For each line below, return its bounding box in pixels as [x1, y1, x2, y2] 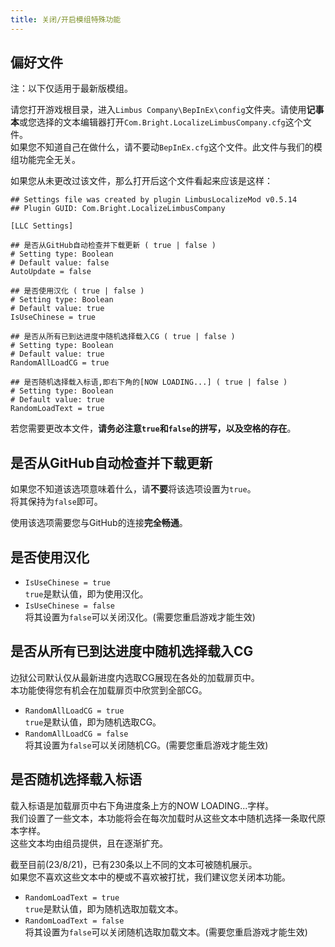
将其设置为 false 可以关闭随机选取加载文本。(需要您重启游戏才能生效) [24, 926, 308, 938]
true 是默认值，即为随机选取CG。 [24, 716, 162, 728]
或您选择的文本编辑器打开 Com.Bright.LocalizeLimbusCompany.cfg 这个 [19, 116, 303, 128]
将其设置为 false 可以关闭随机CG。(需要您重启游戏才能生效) [24, 739, 269, 751]
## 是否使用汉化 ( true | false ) [10, 286, 145, 296]
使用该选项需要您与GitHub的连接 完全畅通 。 [10, 517, 188, 529]
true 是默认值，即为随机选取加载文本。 [24, 902, 184, 915]
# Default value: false [10, 258, 110, 268]
